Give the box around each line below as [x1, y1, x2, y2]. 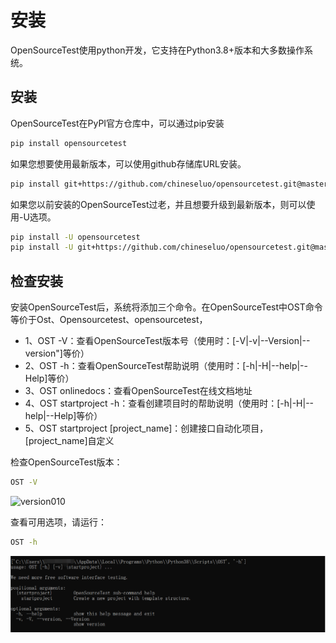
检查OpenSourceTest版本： [10, 456, 123, 468]
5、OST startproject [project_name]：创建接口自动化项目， [24, 422, 269, 435]
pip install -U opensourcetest [10, 232, 141, 242]
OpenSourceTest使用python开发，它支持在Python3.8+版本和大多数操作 [10, 44, 305, 56]
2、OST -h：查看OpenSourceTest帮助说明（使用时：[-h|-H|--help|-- [24, 360, 308, 372]
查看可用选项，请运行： [10, 516, 107, 528]
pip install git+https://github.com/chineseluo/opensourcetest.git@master [10, 179, 329, 189]
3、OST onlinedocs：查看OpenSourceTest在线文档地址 [24, 385, 253, 397]
